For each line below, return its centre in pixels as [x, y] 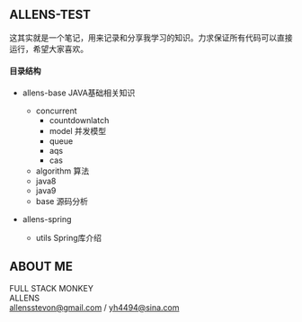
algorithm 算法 [62, 171]
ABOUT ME [41, 267]
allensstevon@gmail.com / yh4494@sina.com [94, 307]
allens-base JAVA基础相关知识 [79, 93]
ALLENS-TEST [50, 15]
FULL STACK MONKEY [52, 288]
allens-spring [47, 219]
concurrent [57, 111]
